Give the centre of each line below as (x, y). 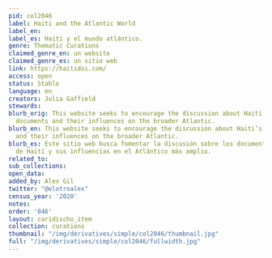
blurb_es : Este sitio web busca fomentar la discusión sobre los (121, 144)
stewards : (25, 106)
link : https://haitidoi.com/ (57, 69)
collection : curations (47, 226)
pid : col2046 (30, 16)
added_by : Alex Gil (41, 182)
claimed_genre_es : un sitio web (63, 61)
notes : (19, 204)
